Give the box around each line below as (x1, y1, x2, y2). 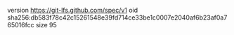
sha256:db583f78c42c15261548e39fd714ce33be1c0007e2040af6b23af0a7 (7, 13, 228, 22)
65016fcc (7, 21, 34, 29)
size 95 (35, 21, 58, 29)
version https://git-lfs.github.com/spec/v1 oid (7, 6, 138, 14)
